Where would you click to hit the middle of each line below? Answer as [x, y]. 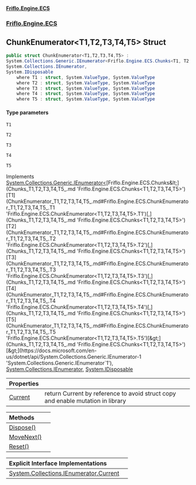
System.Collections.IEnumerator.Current [64, 473]
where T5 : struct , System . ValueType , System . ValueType [86, 99]
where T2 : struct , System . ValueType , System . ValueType [86, 83]
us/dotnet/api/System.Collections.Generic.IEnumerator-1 [74, 357]
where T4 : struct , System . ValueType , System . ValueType [86, 94]
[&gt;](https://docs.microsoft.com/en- [52, 350]
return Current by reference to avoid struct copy [110, 394]
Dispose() [22, 428]
